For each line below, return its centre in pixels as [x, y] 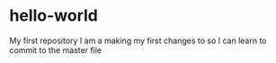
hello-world [54, 16]
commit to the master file [56, 49]
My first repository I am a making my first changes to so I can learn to [138, 40]
